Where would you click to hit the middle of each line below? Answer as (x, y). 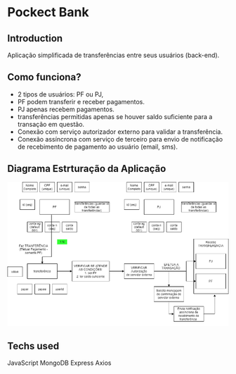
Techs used (33, 346)
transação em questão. (51, 124)
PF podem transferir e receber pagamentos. (81, 101)
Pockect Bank (48, 12)
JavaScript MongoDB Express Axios (59, 363)
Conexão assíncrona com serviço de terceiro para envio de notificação (120, 139)
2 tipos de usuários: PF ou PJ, (60, 94)
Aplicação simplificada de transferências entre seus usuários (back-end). (113, 55)
